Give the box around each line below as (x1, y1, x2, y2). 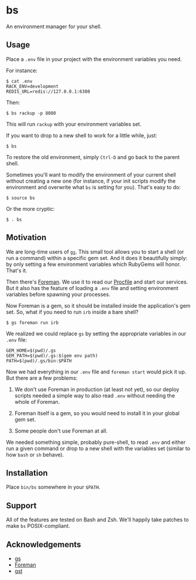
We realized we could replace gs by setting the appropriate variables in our (6, 330, 187, 337)
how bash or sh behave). (6, 451, 64, 458)
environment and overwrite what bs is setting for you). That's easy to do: (6, 183, 181, 191)
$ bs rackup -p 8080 (6, 110, 57, 116)
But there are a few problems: (6, 374, 78, 382)
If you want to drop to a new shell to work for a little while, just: (6, 131, 157, 139)
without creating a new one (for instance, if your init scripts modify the (6, 177, 176, 184)
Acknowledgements (6, 539, 81, 549)
